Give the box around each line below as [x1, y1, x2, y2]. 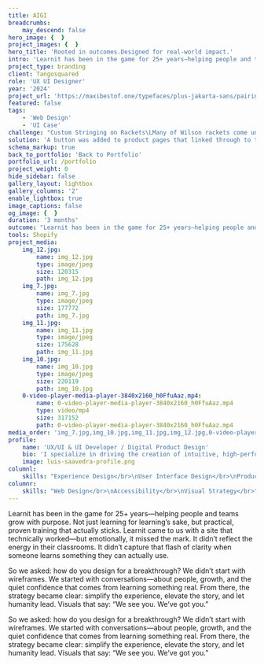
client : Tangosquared [8, 70, 79, 78]
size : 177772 [36, 304, 79, 312]
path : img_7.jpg [36, 312, 90, 320]
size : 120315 [36, 268, 79, 275]
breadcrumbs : [8, 19, 51, 27]
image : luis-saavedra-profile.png [22, 458, 135, 466]
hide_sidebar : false [8, 172, 76, 181]
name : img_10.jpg [36, 363, 93, 371]
